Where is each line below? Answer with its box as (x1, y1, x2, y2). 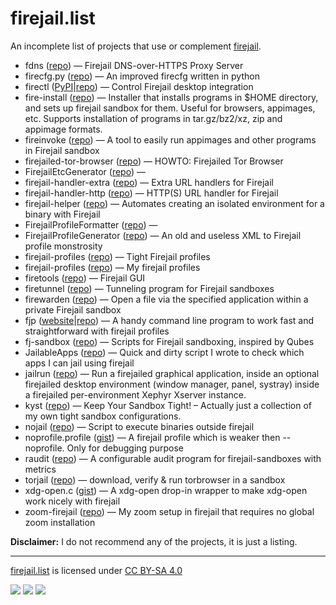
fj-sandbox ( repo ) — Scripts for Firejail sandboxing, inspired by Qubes (24, 335, 315, 347)
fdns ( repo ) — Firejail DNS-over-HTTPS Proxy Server (24, 59, 244, 71)
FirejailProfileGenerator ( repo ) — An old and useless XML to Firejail (24, 229, 302, 241)
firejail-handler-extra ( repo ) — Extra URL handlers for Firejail (24, 176, 274, 188)
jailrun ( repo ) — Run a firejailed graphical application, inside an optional (24, 367, 320, 379)
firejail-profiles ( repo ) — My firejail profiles (24, 261, 201, 273)
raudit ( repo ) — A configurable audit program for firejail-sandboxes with (24, 452, 322, 464)
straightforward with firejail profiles (24, 325, 170, 337)
